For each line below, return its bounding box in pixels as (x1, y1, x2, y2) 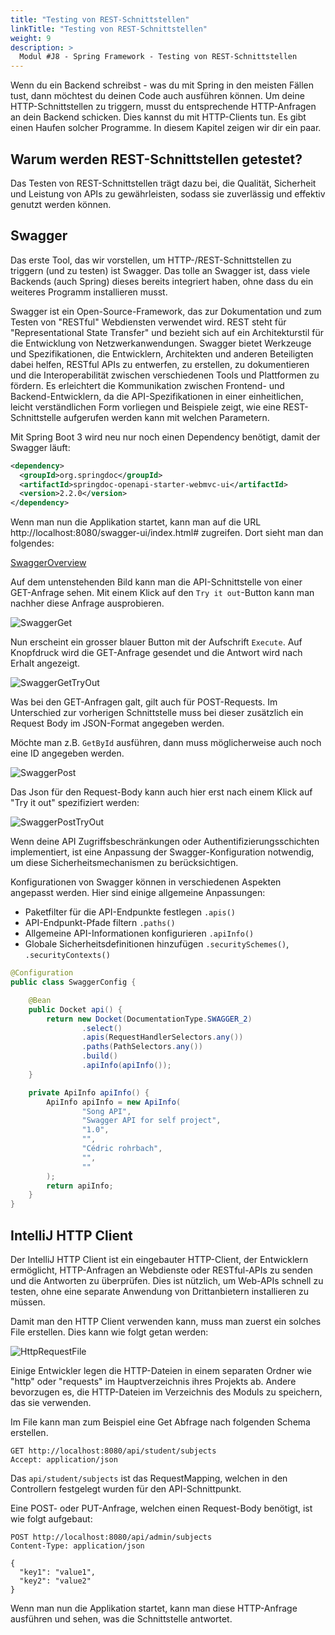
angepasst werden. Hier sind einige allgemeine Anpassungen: (10, 887, 266, 899)
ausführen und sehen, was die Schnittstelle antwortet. (10, 1612, 233, 1625)
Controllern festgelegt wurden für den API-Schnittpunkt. (10, 1482, 242, 1495)
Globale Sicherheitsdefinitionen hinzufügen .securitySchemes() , (24, 938, 290, 950)
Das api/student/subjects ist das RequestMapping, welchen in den (10, 1472, 288, 1484)
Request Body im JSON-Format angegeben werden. (10, 717, 225, 730)
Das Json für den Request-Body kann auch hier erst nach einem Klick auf (10, 786, 313, 798)
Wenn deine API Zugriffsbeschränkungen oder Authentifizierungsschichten (10, 836, 320, 848)
